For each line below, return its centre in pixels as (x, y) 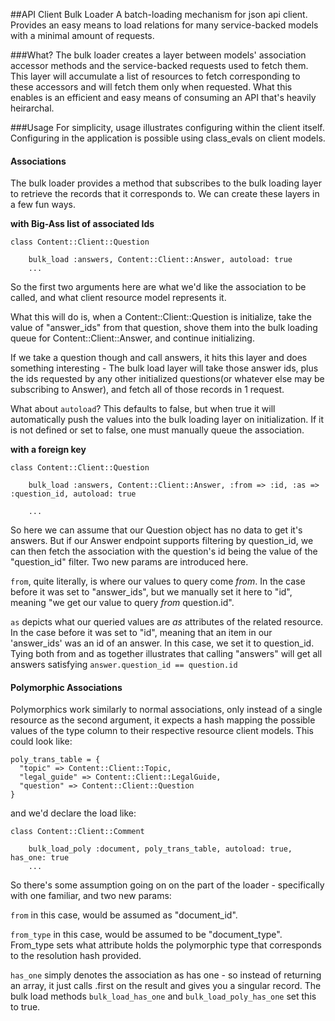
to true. (25, 1007)
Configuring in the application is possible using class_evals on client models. (168, 138)
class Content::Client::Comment (77, 832)
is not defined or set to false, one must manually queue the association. (157, 430)
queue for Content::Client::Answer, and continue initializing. (132, 338)
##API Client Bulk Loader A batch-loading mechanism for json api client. (159, 14)
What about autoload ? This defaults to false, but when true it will (143, 409)
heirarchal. (32, 108)
